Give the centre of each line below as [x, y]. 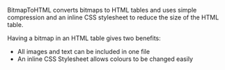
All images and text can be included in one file [84, 52]
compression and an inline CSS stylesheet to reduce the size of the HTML [113, 17]
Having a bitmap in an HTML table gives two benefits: [84, 38]
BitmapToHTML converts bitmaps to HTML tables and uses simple [102, 10]
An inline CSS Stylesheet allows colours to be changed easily [105, 59]
